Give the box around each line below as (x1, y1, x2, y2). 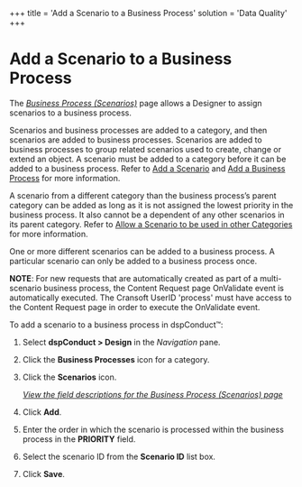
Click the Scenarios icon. (22, 372, 117, 382)
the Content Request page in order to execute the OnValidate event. (9, 301, 261, 312)
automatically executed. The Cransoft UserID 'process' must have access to (9, 292, 292, 303)
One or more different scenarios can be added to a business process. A (9, 245, 275, 256)
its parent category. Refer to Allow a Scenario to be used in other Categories (9, 218, 293, 229)
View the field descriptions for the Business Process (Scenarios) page (22, 389, 284, 400)
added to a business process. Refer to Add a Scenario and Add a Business (9, 162, 286, 174)
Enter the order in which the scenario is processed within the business (22, 424, 284, 435)
